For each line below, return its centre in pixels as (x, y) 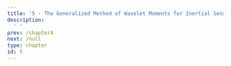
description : (26, 20)
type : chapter (27, 45)
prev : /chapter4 (30, 33)
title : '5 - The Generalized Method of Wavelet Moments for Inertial (109, 13)
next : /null (24, 39)
